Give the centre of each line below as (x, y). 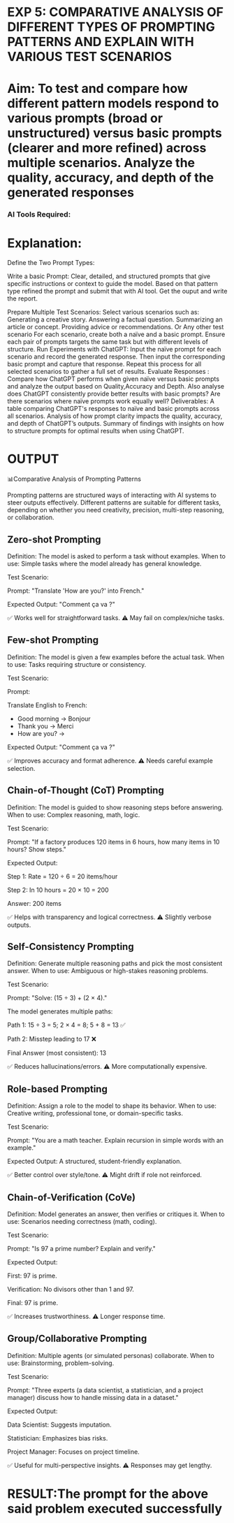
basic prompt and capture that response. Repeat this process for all (104, 364)
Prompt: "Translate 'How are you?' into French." (76, 591)
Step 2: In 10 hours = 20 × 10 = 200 (58, 890)
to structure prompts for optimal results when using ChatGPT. (96, 431)
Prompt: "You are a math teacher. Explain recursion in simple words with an (116, 1141)
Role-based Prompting (58, 1089)
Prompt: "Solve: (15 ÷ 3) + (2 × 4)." (57, 998)
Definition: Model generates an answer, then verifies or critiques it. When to (116, 1214)
